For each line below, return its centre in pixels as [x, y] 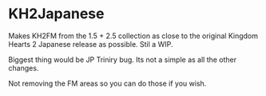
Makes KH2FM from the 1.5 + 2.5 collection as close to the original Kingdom [133, 36]
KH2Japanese [56, 14]
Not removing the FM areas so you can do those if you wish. [107, 83]
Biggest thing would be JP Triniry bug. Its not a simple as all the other [123, 60]
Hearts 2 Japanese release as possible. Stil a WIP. [91, 44]
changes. [24, 67]
